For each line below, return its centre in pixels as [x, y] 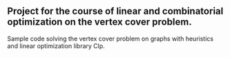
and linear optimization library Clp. [56, 46]
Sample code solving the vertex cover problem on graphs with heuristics [111, 38]
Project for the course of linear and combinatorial [115, 11]
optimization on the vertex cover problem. [99, 22]
